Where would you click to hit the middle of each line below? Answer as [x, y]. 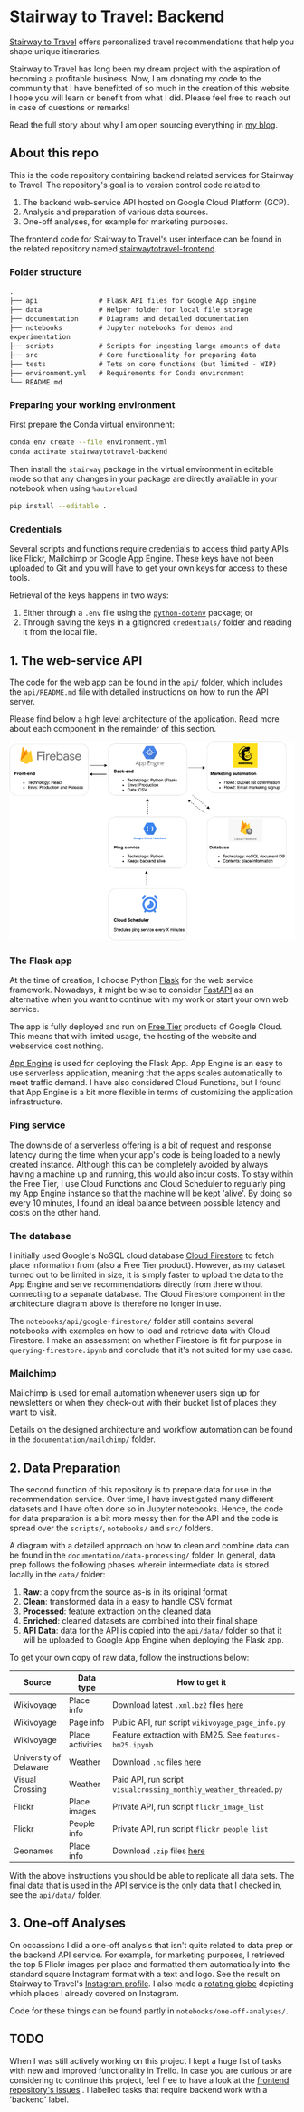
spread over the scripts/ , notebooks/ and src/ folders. [111, 1528]
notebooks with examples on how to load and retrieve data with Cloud [140, 1331]
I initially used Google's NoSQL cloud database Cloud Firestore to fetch [142, 1255]
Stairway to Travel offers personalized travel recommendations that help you [152, 42]
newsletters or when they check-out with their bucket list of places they [143, 1403]
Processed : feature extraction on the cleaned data [117, 1611]
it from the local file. [60, 632]
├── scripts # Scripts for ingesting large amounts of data [145, 346]
